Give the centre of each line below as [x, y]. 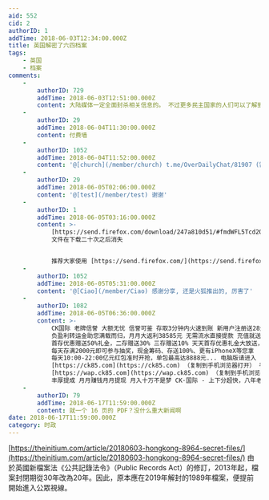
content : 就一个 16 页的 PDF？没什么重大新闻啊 [109, 410]
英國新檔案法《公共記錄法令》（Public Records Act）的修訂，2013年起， [133, 467]
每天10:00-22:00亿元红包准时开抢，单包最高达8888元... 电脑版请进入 [154, 358]
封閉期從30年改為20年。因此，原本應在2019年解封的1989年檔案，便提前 [134, 478]
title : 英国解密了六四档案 [48, 46]
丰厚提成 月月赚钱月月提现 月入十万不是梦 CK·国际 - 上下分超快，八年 [154, 380]
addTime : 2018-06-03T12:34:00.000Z [68, 38]
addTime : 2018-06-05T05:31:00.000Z [96, 283]
